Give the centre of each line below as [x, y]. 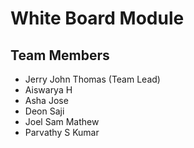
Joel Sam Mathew [62, 121]
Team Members [60, 55]
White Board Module [97, 18]
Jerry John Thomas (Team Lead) [92, 79]
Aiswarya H [48, 90]
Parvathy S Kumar [62, 132]
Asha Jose [46, 100]
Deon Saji [44, 111]
